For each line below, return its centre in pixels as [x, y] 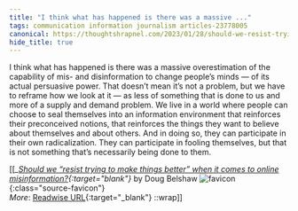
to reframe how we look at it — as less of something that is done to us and [145, 96]
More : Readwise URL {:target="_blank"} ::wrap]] [96, 198]
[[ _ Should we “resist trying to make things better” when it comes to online [144, 169]
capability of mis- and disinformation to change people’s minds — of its [140, 77]
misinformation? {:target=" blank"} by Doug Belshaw [103, 179]
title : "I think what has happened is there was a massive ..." [130, 17]
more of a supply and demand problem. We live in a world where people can [149, 105]
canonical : [29, 34]
